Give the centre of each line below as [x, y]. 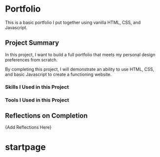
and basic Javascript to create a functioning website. [58, 74]
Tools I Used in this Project [37, 100]
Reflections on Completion [46, 115]
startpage [26, 147]
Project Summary [32, 43]
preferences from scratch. [31, 60]
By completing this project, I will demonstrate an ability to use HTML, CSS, [80, 69]
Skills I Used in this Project [37, 87]
